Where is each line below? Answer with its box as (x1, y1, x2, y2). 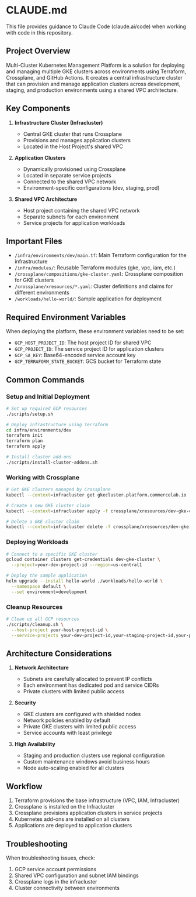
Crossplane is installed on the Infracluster (14, 803, 115, 810)
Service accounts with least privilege (23, 730, 113, 737)
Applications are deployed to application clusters (14, 822, 132, 829)
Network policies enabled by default (23, 717, 111, 724)
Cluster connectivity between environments (14, 884, 120, 891)
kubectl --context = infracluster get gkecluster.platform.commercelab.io (6, 492, 187, 498)
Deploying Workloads (6, 538, 69, 546)
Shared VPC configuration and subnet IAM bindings (14, 872, 139, 879)
